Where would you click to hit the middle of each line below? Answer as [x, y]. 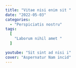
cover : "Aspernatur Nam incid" [38, 57]
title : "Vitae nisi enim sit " [38, 10]
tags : [11, 29]
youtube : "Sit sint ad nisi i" [38, 52]
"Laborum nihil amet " [38, 39]
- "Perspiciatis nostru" [36, 24]
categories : [18, 19]
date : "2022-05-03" [26, 15]
